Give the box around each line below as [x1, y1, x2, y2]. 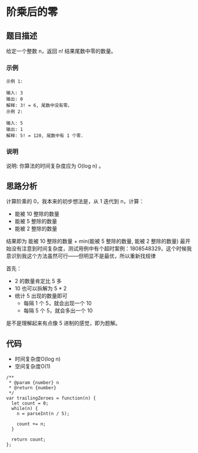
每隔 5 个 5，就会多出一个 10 [23, 307, 93, 314]
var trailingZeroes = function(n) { [6, 395, 96, 402]
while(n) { [11, 406, 38, 412]
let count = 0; [11, 400, 49, 406]
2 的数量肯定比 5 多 [14, 278, 62, 285]
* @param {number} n [8, 380, 60, 386]
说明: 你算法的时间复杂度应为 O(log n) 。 [6, 162, 104, 169]
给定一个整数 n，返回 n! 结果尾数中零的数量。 [6, 48, 117, 54]
